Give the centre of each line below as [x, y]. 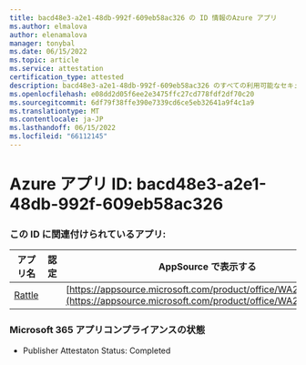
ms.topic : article [44, 60]
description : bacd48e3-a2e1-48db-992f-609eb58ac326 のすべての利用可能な [145, 86]
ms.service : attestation [56, 69]
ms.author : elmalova [49, 26]
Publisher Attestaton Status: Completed [97, 350]
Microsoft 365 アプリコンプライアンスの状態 [107, 330]
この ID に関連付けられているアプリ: [88, 234]
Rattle [26, 295]
